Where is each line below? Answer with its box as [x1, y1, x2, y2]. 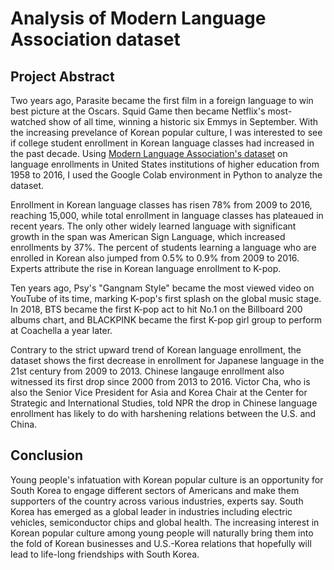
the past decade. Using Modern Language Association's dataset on [10, 148, 288, 159]
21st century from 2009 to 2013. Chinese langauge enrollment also [10, 365, 285, 377]
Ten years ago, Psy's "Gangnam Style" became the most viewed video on [10, 282, 315, 294]
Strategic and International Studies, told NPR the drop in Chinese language [10, 397, 318, 409]
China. [10, 418, 38, 430]
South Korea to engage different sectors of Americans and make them [10, 484, 300, 496]
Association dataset [10, 28, 181, 51]
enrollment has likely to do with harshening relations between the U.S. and [10, 408, 317, 419]
